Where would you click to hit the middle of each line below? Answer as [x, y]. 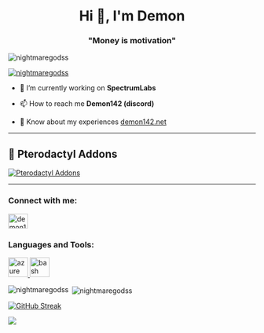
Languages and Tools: [51, 244]
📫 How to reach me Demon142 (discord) [87, 104]
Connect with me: [43, 201]
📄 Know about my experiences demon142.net [93, 122]
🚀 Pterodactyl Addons [63, 154]
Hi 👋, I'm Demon [132, 16]
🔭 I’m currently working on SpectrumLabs [88, 88]
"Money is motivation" [132, 41]
